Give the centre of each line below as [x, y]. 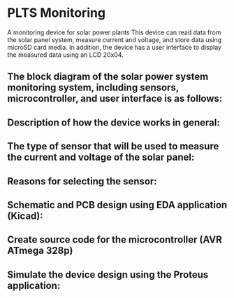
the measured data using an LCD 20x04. [65, 55]
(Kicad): [25, 216]
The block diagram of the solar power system [108, 77]
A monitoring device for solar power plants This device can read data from [114, 32]
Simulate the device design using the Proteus [108, 275]
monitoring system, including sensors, [93, 88]
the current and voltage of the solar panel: [101, 157]
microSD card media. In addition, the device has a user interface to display [115, 47]
